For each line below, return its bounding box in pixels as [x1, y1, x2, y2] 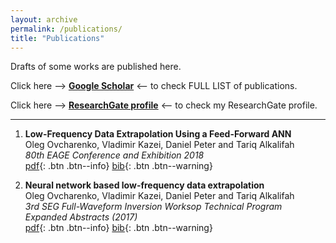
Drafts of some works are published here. [10, 61, 182, 73]
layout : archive [10, 14, 78, 25]
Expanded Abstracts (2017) [24, 211, 138, 223]
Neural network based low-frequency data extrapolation [24, 179, 265, 191]
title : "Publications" [10, 33, 105, 43]
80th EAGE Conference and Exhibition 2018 [24, 149, 205, 161]
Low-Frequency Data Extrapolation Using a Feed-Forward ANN [24, 128, 292, 140]
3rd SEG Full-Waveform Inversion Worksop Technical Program [24, 201, 283, 213]
